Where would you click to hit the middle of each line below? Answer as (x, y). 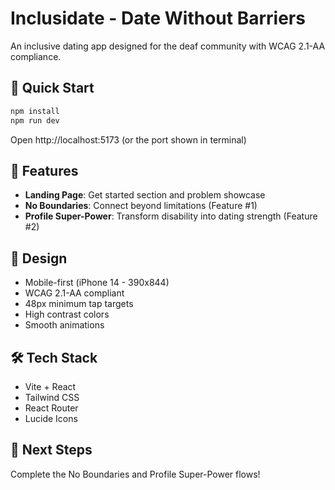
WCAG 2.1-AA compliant (74, 293)
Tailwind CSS (52, 397)
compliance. (36, 56)
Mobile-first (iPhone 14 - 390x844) (97, 283)
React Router (51, 408)
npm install (35, 111)
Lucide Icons (51, 418)
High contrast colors (67, 314)
